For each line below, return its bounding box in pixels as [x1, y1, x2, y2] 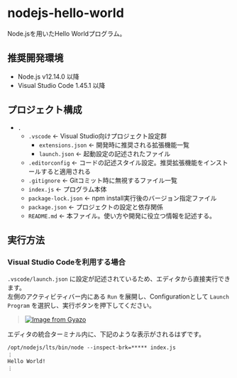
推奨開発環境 [7, 52, 64, 65]
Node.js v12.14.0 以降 [17, 72, 79, 81]
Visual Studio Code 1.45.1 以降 [17, 81, 106, 89]
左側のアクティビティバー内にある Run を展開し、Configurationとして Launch [7, 292, 229, 301]
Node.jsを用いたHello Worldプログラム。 [7, 29, 126, 38]
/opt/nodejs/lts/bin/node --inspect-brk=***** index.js [7, 344, 176, 352]
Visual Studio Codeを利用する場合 [7, 257, 126, 267]
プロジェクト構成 [7, 104, 82, 116]
